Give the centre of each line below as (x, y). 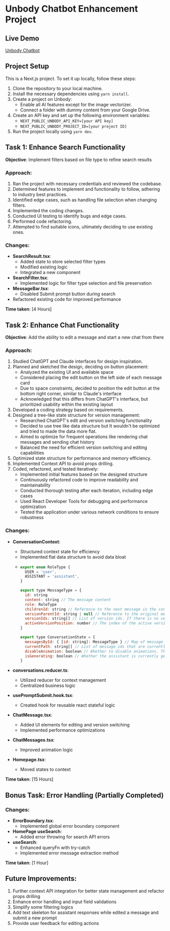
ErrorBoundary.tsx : (33, 821)
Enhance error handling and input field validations (65, 902)
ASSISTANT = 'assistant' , (52, 576)
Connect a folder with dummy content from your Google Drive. (85, 110)
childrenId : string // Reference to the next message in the (91, 609)
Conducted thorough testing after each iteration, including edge (87, 491)
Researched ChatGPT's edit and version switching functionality (86, 420)
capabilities (32, 453)
